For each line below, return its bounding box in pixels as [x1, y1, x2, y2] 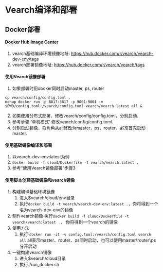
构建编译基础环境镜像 [12, 189, 55, 195]
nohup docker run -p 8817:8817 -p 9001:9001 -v [5, 99, 104, 104]
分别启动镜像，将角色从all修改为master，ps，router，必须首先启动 [12, 125, 146, 131]
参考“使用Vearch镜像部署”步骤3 [12, 165, 76, 171]
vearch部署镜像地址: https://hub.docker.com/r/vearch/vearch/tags [12, 62, 145, 68]
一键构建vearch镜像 [12, 250, 52, 255]
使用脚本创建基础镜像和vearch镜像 [5, 177, 75, 183]
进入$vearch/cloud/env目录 [19, 195, 75, 201]
